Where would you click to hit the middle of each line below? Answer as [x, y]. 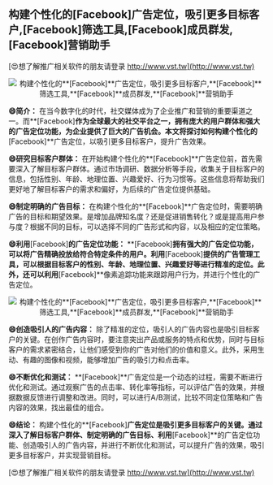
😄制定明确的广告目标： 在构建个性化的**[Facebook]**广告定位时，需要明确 [135, 206]
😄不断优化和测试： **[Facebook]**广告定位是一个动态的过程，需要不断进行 [135, 377]
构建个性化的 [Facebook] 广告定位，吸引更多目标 [129, 15]
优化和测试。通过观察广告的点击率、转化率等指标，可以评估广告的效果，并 [133, 387]
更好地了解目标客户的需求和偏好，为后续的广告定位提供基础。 [112, 188]
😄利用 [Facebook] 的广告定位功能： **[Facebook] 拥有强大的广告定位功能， [133, 244]
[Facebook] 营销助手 [60, 45]
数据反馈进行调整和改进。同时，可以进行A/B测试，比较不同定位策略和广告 [139, 397]
